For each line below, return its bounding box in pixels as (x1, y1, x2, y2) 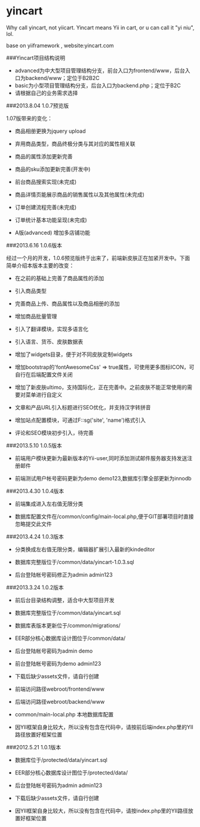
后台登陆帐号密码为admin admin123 (14, 782, 103, 789)
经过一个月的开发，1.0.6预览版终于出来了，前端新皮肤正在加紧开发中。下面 (6, 254, 190, 261)
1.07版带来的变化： (6, 115, 53, 122)
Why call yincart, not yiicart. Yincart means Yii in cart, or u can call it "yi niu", (6, 24, 195, 31)
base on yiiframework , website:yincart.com (6, 42, 115, 49)
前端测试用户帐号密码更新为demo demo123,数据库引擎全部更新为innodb (14, 474, 192, 482)
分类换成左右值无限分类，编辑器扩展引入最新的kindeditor (14, 546, 155, 553)
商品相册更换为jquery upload (14, 127, 86, 134)
